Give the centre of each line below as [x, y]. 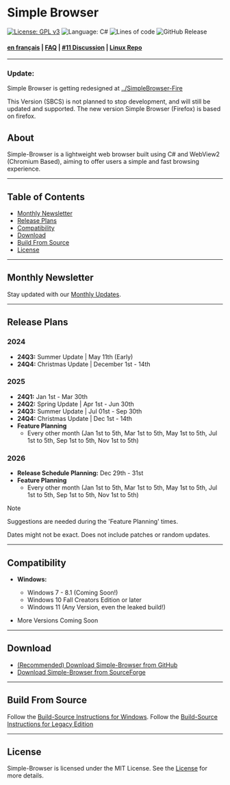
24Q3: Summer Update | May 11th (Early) [75, 357]
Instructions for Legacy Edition [50, 724]
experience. [24, 169]
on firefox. [22, 116]
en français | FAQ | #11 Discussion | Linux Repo [75, 47]
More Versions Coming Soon [57, 620]
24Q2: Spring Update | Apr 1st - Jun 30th [76, 404]
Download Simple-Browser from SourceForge [81, 672]
